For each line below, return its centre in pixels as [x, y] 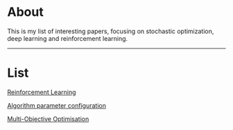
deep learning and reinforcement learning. [68, 38]
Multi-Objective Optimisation [48, 119]
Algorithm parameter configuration [57, 105]
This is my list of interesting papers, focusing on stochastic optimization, [111, 31]
